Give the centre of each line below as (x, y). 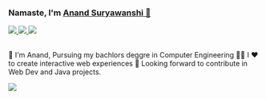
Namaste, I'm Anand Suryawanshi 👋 (80, 13)
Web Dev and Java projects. (55, 72)
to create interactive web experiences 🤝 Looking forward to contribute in (128, 64)
